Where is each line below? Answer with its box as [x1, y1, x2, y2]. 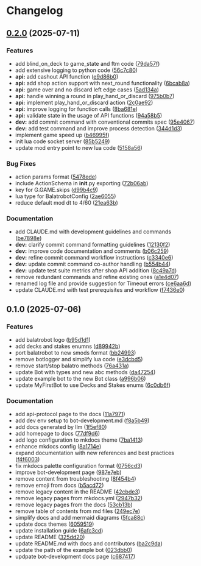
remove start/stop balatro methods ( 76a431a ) [15, 362, 129, 369]
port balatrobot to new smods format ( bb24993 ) [15, 349, 136, 356]
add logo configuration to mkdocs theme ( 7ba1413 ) [15, 436, 143, 444]
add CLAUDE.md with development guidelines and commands [15, 228, 172, 235]
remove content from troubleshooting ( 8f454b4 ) [15, 475, 136, 483]
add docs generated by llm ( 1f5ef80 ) [15, 423, 107, 431]
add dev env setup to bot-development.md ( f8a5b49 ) [15, 417, 150, 424]
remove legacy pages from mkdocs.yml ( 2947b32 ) [15, 495, 143, 502]
